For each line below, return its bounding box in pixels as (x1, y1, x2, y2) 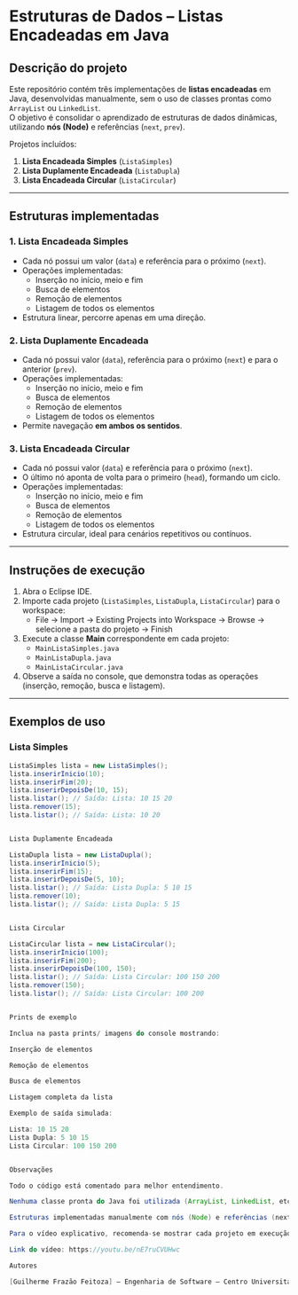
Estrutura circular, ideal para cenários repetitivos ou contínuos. (21, 529, 252, 539)
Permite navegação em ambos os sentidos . (21, 420, 183, 431)
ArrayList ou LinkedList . (9, 103, 101, 113)
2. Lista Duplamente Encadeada (9, 334, 149, 347)
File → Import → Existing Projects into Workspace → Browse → (35, 615, 265, 625)
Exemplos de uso (9, 714, 106, 729)
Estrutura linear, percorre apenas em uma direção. (21, 312, 207, 323)
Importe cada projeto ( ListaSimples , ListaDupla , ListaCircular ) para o (21, 596, 281, 607)
